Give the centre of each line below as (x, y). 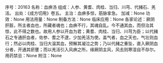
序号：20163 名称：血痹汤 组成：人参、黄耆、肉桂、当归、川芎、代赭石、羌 (81, 7)
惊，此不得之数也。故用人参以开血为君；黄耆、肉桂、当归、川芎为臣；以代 (79, 31)
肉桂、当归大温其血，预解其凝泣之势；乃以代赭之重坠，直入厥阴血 (92, 43)
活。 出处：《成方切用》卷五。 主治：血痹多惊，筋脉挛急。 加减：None (75, 13)
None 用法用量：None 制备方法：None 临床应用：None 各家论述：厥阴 (84, 19)
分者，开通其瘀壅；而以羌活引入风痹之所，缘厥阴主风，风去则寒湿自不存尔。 (81, 49)
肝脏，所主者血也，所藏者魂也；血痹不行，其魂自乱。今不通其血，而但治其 (79, 25)
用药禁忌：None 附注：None (33, 55)
